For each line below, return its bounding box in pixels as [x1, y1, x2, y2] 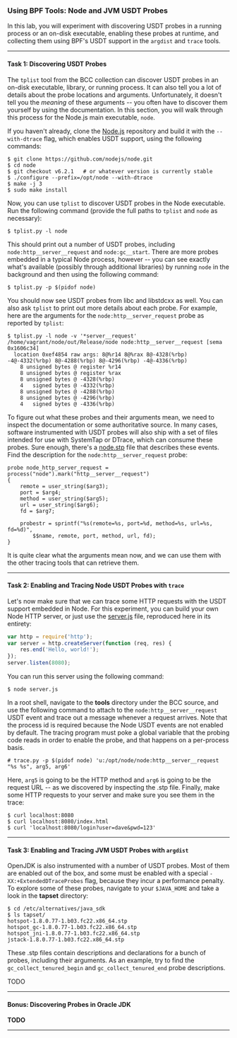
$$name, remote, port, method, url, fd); [32, 532, 157, 539]
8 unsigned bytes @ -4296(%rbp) [20, 394, 115, 401]
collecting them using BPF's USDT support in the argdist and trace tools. [7, 37, 221, 45]
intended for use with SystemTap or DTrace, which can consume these [7, 435, 213, 444]
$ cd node [7, 161, 37, 168]
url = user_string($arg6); [20, 501, 99, 508]
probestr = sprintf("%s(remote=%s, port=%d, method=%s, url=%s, [20, 519, 213, 527]
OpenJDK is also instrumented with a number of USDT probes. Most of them [7, 862, 230, 870]
